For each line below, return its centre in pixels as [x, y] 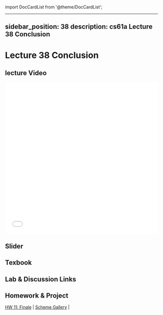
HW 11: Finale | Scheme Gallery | [37, 307]
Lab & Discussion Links [41, 279]
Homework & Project [37, 295]
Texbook [18, 263]
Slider [14, 246]
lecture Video [26, 73]
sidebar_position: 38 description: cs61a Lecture [79, 27]
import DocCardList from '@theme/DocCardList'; [54, 7]
